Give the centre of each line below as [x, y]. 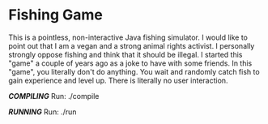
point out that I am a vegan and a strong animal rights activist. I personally [132, 45]
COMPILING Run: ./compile [54, 96]
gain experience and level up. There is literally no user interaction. [118, 80]
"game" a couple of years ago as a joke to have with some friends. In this [130, 63]
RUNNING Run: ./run [43, 112]
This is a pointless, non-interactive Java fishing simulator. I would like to [128, 37]
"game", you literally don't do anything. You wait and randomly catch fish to [134, 71]
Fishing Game [55, 15]
